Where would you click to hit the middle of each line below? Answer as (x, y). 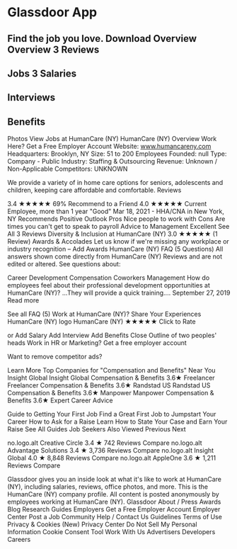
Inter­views (31, 97)
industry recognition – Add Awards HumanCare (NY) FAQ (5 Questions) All (115, 249)
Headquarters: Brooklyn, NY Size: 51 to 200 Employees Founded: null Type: (117, 154)
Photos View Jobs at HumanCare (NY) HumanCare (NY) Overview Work (112, 139)
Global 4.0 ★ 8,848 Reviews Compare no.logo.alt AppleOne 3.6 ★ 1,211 (112, 458)
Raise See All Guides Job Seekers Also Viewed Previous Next (97, 429)
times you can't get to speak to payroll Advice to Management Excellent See (118, 227)
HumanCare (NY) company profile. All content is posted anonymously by (113, 494)
